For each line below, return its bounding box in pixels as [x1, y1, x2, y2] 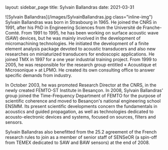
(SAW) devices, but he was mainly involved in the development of [5, 35, 141, 41]
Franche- [142, 24, 162, 30]
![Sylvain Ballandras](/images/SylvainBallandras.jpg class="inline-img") [5, 14, 153, 19]
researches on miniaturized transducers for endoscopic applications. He [5, 51, 154, 57]
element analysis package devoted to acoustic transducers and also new [5, 46, 156, 51]
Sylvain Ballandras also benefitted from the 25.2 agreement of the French [5, 129, 157, 134]
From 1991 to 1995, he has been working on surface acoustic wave [21, 30, 159, 35]
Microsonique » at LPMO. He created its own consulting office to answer [5, 67, 155, 73]
